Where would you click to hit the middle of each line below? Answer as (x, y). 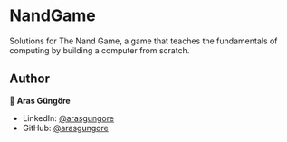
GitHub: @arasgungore (65, 128)
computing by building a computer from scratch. (100, 50)
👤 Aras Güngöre (40, 100)
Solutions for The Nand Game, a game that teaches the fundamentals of (143, 41)
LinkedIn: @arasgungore (68, 118)
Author (29, 79)
